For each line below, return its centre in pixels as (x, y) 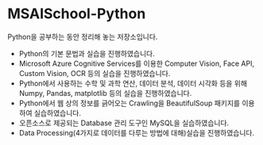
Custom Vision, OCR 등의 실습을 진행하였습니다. (95, 73)
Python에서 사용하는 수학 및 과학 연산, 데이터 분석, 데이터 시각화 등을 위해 (133, 83)
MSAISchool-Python (77, 14)
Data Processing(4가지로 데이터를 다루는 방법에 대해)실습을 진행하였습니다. (137, 132)
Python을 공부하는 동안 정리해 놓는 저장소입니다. (83, 36)
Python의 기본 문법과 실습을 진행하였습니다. (87, 53)
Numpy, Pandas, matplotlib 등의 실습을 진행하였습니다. (105, 93)
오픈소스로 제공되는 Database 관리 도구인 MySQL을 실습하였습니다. (124, 123)
